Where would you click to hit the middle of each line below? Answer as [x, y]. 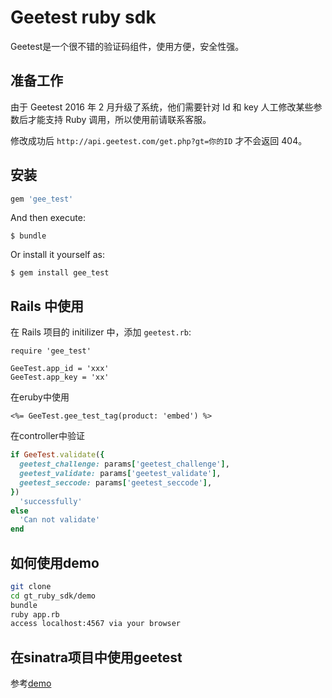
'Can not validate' [60, 520]
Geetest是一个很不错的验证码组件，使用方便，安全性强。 [127, 46]
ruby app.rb [35, 614]
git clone [31, 586]
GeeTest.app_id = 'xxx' [60, 369]
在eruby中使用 [40, 397]
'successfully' [51, 501]
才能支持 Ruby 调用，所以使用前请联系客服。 [119, 119]
